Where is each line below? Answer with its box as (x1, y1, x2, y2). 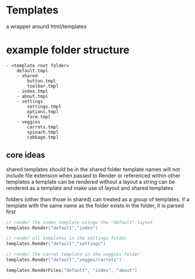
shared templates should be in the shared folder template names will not (6, 166, 180, 173)
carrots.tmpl (27, 124, 59, 130)
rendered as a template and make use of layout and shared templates (6, 184, 174, 191)
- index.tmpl (16, 88, 49, 94)
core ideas (6, 150, 46, 160)
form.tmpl (27, 113, 51, 120)
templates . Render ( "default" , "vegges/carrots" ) (6, 257, 122, 263)
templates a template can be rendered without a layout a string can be (6, 178, 176, 185)
